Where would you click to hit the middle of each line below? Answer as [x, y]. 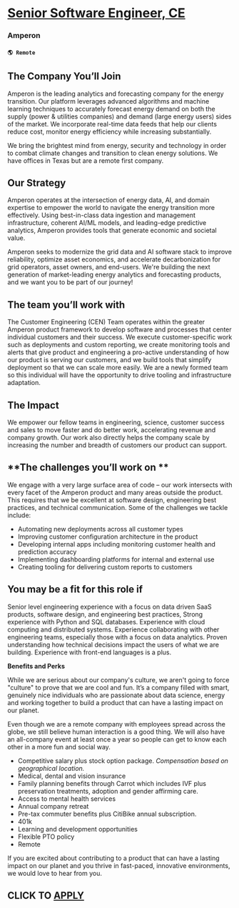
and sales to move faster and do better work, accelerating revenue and [112, 429]
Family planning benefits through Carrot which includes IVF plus [112, 783]
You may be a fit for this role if [75, 590]
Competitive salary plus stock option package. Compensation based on [123, 760]
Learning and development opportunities [77, 829]
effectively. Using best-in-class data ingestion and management [102, 215]
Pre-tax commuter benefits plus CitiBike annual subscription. [107, 814]
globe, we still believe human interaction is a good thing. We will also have [116, 732]
